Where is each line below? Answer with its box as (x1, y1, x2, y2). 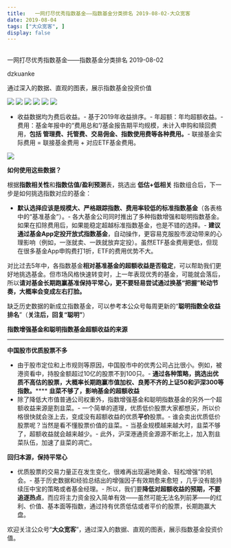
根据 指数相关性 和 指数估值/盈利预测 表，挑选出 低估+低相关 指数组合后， (7, 180, 210, 189)
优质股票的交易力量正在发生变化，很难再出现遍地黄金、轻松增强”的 (16, 467, 207, 476)
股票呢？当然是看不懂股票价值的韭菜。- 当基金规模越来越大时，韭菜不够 (16, 421, 221, 429)
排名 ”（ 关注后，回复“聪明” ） (7, 310, 89, 319)
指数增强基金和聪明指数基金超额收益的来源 (7, 325, 128, 333)
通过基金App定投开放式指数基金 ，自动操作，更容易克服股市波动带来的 (16, 229, 217, 238)
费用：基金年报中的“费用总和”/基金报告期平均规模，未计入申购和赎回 (16, 121, 211, 129)
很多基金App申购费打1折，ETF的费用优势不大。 (23, 246, 157, 255)
